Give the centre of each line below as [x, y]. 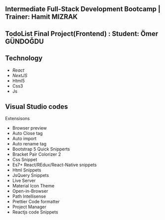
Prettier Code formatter [36, 202]
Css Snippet [25, 160]
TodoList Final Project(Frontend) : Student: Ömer [82, 33]
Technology [24, 58]
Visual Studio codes [37, 107]
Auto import [24, 138]
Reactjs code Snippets [35, 212]
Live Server [24, 180]
